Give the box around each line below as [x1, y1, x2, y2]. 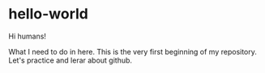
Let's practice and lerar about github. [8, 55, 132, 65]
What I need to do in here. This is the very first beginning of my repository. [8, 47, 258, 56]
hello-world [8, 5, 89, 23]
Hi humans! [8, 31, 47, 41]
